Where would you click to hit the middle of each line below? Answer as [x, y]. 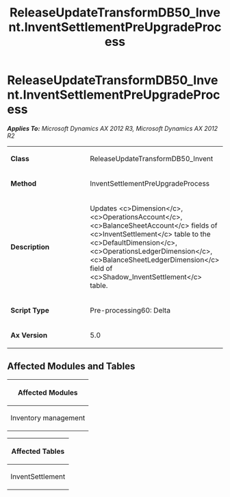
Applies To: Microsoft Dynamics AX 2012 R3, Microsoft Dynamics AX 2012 [113, 128]
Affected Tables [38, 451]
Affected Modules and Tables [71, 366]
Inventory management [48, 417]
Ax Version [29, 335]
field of [101, 268]
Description [30, 247]
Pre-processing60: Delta [130, 310]
